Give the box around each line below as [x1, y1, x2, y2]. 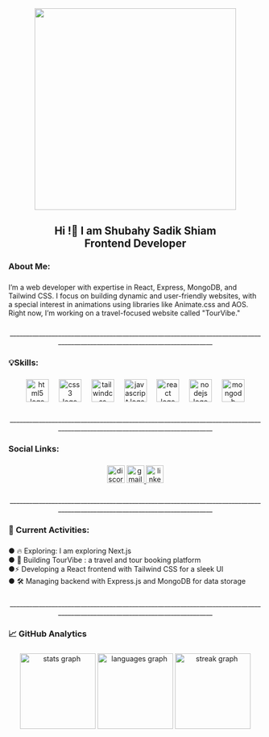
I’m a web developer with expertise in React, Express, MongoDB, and [8, 282, 238, 293]
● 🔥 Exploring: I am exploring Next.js [8, 546, 131, 556]
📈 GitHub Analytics [8, 628, 87, 639]
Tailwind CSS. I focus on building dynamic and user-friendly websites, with [8, 291, 257, 301]
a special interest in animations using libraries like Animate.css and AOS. [8, 300, 249, 310]
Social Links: [8, 443, 60, 454]
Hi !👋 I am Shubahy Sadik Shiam [54, 224, 217, 238]
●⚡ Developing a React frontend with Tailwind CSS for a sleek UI [8, 564, 224, 573]
